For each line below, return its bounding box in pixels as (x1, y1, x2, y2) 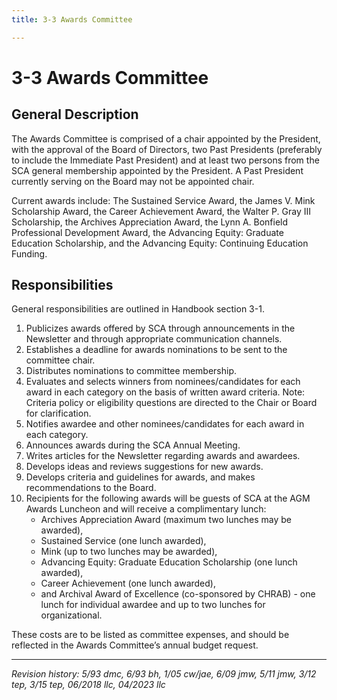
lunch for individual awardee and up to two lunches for (40, 599, 266, 611)
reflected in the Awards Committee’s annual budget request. (11, 639, 259, 651)
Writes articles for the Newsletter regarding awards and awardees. (25, 450, 301, 462)
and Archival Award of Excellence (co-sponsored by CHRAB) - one (40, 588, 316, 600)
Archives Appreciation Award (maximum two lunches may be (40, 514, 292, 526)
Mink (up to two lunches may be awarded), (40, 546, 218, 558)
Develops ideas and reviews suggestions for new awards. (25, 461, 264, 473)
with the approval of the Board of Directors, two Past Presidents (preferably (11, 143, 323, 155)
